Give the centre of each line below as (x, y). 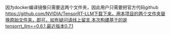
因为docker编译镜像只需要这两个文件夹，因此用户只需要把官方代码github (82, 7)
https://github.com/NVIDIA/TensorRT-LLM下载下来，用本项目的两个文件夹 (83, 13)
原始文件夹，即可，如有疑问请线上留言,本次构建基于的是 (68, 20)
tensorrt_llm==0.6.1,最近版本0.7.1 (39, 26)
